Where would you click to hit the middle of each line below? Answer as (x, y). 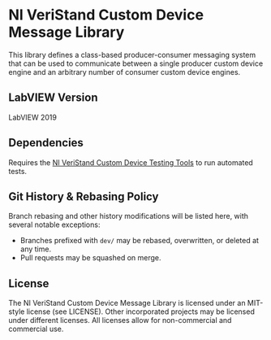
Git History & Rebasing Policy (84, 196)
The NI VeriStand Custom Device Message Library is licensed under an (127, 303)
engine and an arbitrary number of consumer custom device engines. (125, 72)
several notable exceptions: (54, 224)
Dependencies (46, 143)
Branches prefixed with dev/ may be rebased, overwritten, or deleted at (140, 241)
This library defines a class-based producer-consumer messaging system (132, 54)
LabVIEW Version (53, 98)
